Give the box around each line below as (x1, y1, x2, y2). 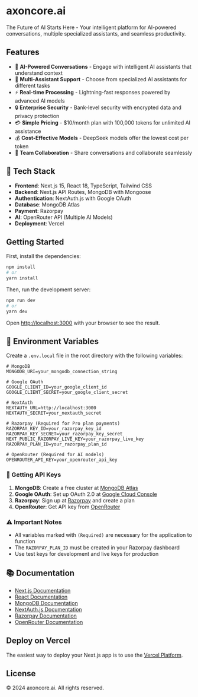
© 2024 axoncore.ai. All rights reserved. (6, 684, 105, 692)
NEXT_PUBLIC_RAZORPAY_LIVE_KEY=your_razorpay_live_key (6, 436, 144, 443)
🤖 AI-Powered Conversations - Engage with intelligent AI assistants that (14, 63, 192, 70)
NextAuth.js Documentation (14, 606, 82, 613)
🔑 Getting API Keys (6, 470, 61, 479)
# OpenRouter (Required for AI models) (6, 452, 105, 458)
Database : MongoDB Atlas (14, 200, 80, 208)
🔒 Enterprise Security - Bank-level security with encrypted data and (14, 104, 182, 111)
